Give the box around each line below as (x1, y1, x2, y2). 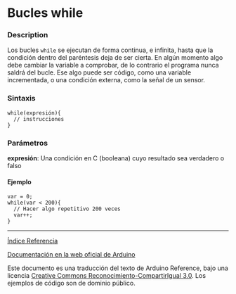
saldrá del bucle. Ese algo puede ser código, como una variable (7, 68, 192, 77)
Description (7, 30, 48, 40)
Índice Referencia (7, 237, 58, 245)
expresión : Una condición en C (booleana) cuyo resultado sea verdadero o (7, 154, 225, 162)
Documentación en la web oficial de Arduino (7, 250, 136, 259)
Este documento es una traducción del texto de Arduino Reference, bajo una (7, 264, 228, 272)
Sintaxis (7, 94, 36, 103)
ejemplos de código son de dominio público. (7, 279, 136, 288)
